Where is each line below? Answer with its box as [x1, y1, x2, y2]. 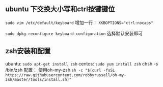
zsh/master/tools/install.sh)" [5, 77, 72, 82]
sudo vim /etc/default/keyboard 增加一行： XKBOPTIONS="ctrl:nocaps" [5, 19, 154, 26]
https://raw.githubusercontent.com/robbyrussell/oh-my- [5, 72, 126, 78]
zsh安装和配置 [5, 47, 51, 55]
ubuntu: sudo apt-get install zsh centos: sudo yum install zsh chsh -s [5, 60, 158, 67]
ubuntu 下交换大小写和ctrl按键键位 [5, 5, 115, 14]
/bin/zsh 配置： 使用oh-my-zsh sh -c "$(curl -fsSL [5, 67, 115, 73]
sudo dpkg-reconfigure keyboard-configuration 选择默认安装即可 [5, 30, 143, 36]
